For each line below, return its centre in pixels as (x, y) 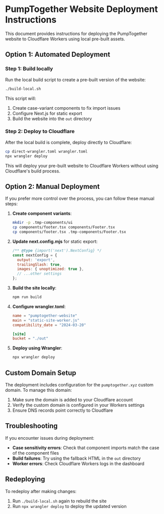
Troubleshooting (32, 426)
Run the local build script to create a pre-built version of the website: (76, 80)
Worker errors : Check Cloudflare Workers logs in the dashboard (78, 463)
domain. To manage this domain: (39, 390)
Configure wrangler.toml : (39, 306)
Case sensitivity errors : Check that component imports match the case (86, 448)
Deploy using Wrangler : (37, 348)
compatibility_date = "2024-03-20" (49, 325)
